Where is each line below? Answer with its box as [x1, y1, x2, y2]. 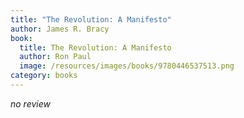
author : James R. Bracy [10, 24, 110, 34]
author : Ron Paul [19, 52, 92, 62]
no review [10, 97, 51, 110]
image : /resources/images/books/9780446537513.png [19, 61, 235, 71]
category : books [10, 71, 78, 81]
